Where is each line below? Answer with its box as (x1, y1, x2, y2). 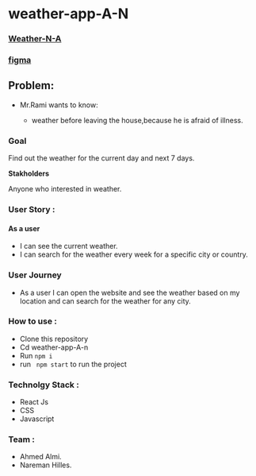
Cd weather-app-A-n (19, 342, 89, 352)
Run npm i (19, 350, 53, 360)
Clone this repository (19, 334, 89, 343)
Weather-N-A (8, 33, 62, 45)
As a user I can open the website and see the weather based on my (19, 288, 240, 297)
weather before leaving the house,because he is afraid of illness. (31, 115, 243, 125)
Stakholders (8, 168, 50, 179)
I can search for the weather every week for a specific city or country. (19, 250, 248, 259)
